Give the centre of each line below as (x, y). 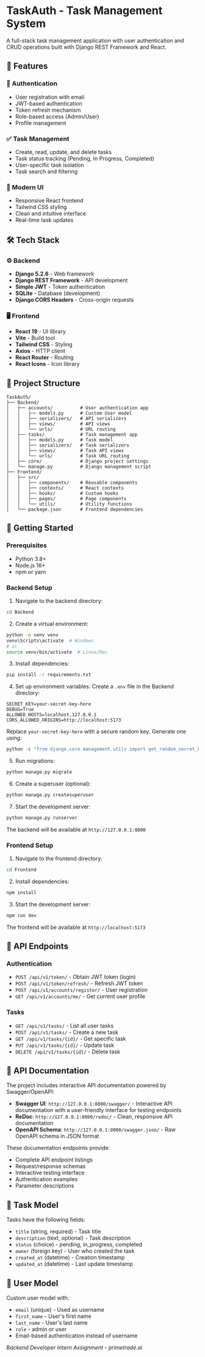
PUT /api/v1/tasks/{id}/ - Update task (65, 1045)
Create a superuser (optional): (53, 784)
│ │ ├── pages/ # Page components (67, 499)
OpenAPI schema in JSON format (57, 1136)
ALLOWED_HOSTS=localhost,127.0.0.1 (52, 715)
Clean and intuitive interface (51, 214)
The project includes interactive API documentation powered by (86, 1085)
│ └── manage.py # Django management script (79, 467)
